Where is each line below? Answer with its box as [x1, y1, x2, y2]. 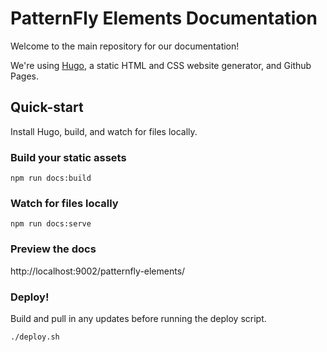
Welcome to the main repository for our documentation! [10, 40, 240, 52]
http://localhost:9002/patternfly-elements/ [10, 265, 186, 277]
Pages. [10, 70, 39, 82]
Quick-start [10, 99, 84, 116]
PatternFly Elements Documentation [10, 7, 318, 30]
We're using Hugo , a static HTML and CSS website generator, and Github [10, 59, 312, 71]
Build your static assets [10, 150, 127, 164]
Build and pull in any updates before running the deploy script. [10, 312, 267, 324]
